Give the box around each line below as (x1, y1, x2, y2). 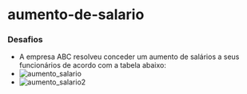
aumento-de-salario (7, 6, 145, 24)
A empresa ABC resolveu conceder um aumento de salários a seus (18, 52, 240, 61)
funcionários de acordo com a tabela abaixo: (18, 61, 167, 70)
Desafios (7, 34, 43, 45)
